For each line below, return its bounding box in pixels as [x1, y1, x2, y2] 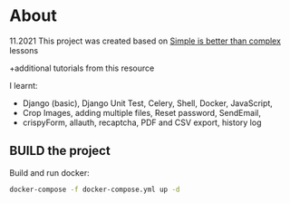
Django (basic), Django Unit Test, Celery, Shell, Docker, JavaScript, [22, 97, 274, 109]
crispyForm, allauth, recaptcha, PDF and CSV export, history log [22, 117, 262, 128]
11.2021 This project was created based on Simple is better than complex [9, 35, 281, 46]
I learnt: [9, 80, 38, 91]
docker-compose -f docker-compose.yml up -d [9, 185, 180, 194]
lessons [9, 44, 39, 55]
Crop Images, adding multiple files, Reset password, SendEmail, [22, 107, 261, 118]
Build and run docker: [9, 167, 90, 178]
